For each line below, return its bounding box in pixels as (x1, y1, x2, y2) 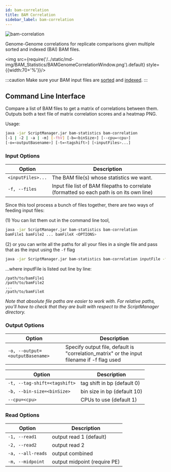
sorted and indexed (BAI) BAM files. (5, 47, 80, 53)
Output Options (5, 322, 44, 329)
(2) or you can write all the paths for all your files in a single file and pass (5, 241, 158, 247)
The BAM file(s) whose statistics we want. (51, 174, 153, 182)
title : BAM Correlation (5, 12, 56, 17)
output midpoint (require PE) (51, 458, 120, 465)
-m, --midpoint (8, 459, 45, 465)
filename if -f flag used (65, 356, 121, 364)
